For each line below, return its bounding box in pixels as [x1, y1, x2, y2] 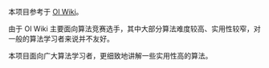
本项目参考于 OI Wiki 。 [8, 7, 84, 16]
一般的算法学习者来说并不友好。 [8, 34, 114, 43]
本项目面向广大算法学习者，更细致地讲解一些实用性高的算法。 [8, 51, 213, 60]
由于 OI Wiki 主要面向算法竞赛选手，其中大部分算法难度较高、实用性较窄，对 [8, 24, 261, 34]
